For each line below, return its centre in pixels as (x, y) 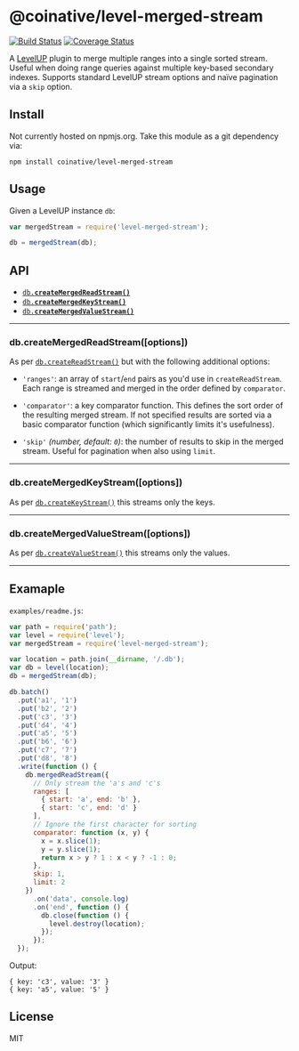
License (32, 1017)
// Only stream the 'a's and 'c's (97, 783)
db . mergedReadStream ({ (67, 775)
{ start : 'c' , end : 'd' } (89, 808)
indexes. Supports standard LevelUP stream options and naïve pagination (144, 77)
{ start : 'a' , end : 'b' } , (91, 800)
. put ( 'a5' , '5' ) (47, 733)
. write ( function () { (57, 766)
